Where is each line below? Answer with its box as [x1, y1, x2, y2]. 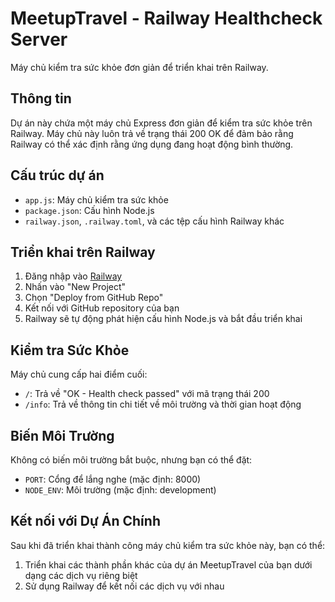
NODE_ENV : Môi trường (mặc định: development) [24, 484, 217, 496]
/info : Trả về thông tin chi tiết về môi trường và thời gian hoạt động [24, 398, 302, 411]
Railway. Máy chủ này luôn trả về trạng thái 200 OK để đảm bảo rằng [10, 127, 294, 139]
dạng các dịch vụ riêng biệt [24, 569, 138, 581]
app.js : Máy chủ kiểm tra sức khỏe [24, 193, 169, 206]
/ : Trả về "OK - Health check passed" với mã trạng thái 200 [24, 388, 270, 400]
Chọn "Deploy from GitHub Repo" [24, 292, 164, 304]
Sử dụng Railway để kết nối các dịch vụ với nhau [24, 580, 225, 592]
